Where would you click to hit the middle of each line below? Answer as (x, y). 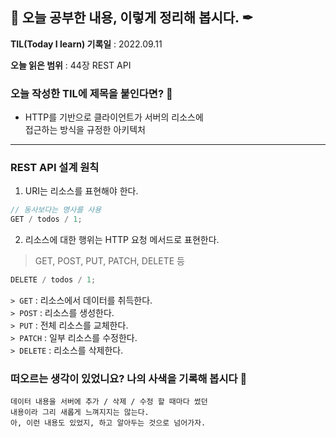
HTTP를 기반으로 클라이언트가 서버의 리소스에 (114, 117)
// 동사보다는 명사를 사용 (56, 210)
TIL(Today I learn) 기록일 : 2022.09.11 (86, 44)
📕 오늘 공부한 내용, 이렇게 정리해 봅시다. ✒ (132, 18)
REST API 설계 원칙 (55, 168)
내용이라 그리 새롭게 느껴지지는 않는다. (80, 413)
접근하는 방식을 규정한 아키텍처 (85, 130)
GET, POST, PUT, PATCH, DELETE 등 (109, 261)
